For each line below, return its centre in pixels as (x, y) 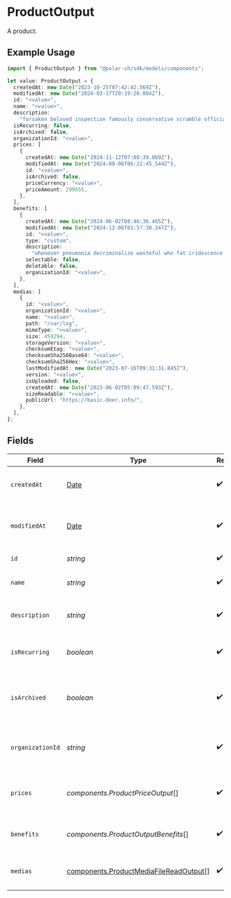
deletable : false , (52, 266)
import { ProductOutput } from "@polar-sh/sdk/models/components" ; (106, 68)
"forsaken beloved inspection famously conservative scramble (110, 119)
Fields (21, 441)
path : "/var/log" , (52, 324)
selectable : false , (53, 260)
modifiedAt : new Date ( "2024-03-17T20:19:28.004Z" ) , (89, 93)
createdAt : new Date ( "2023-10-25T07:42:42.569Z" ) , (87, 87)
